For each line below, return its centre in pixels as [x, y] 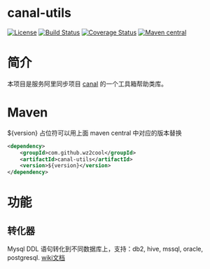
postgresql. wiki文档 [36, 258]
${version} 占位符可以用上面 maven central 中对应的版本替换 [94, 133]
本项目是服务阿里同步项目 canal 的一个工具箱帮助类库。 [87, 84]
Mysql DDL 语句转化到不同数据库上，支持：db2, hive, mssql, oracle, [105, 249]
